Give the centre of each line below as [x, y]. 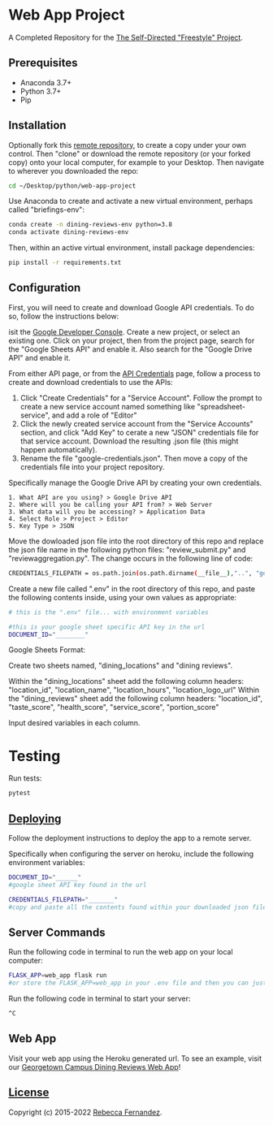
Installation [37, 125]
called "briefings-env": [47, 210]
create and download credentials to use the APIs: [91, 382]
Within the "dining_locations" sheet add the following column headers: [126, 681]
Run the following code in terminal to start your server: [100, 999]
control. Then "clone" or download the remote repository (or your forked [130, 154]
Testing [35, 756]
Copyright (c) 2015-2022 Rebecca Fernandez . [85, 1112]
